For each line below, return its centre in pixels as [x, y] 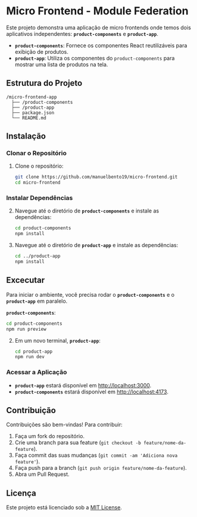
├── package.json [33, 113]
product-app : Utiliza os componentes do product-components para [95, 58]
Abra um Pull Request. [42, 474]
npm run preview [26, 329]
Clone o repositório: [39, 166]
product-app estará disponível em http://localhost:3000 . [83, 385]
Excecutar [26, 280]
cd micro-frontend [37, 183]
